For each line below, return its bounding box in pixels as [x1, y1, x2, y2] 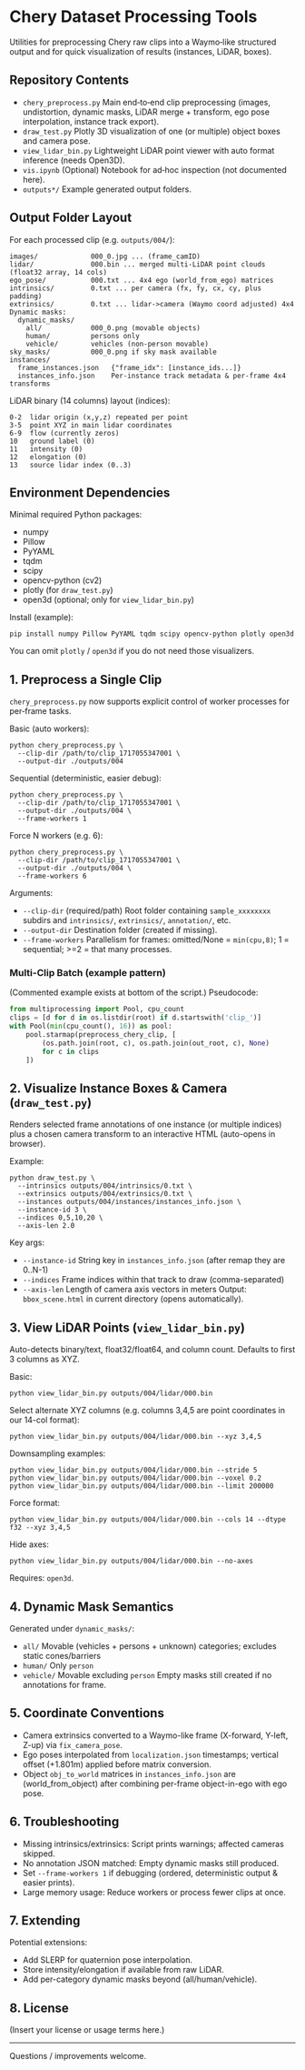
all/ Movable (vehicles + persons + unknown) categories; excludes [22, 1641, 277, 1652]
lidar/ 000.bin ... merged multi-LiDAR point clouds [9, 259, 266, 269]
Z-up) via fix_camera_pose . [22, 1739, 123, 1750]
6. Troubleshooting [9, 1814, 120, 1830]
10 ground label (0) [9, 437, 95, 446]
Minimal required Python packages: [9, 509, 143, 520]
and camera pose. [22, 135, 91, 146]
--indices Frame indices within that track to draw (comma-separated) [22, 1274, 285, 1285]
